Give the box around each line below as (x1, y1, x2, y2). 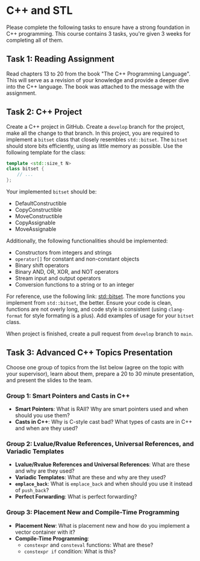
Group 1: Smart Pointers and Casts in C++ (6, 391, 131, 400)
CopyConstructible (14, 206, 62, 213)
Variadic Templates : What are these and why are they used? (14, 474, 166, 481)
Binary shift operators (14, 262, 69, 269)
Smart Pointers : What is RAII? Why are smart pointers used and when (14, 406, 189, 413)
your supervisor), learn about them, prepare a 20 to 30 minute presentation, (6, 370, 195, 377)
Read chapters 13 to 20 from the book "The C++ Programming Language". (6, 70, 191, 77)
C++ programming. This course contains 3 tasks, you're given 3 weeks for (6, 30, 191, 37)
